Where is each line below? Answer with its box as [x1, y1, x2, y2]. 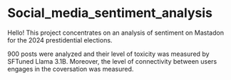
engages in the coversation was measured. [7, 64, 134, 73]
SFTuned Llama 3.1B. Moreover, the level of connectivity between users [7, 57, 217, 65]
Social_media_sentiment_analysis [7, 5, 212, 21]
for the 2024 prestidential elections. [7, 35, 113, 44]
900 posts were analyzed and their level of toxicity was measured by [7, 50, 210, 58]
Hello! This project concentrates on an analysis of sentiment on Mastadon [7, 28, 225, 37]
